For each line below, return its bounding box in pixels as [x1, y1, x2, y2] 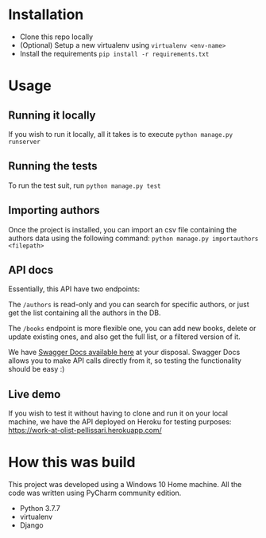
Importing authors [8, 204, 101, 217]
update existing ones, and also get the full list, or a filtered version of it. [8, 332, 241, 341]
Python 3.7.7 [19, 504, 61, 513]
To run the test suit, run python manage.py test [8, 181, 161, 190]
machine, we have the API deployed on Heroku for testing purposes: [8, 417, 232, 427]
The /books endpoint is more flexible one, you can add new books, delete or [8, 324, 256, 333]
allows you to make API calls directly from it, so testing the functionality [8, 356, 242, 365]
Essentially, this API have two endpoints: [8, 284, 141, 294]
